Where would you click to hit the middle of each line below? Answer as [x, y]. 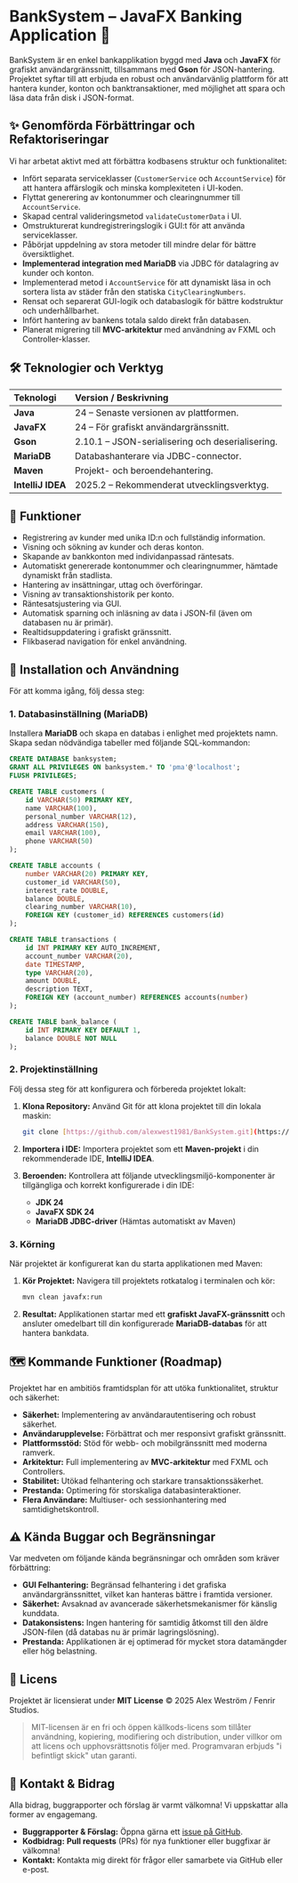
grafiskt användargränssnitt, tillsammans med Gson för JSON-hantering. [142, 69]
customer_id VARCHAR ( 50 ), [73, 882]
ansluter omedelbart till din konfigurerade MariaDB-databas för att [144, 1324]
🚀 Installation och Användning [94, 669]
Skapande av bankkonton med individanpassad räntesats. [128, 557]
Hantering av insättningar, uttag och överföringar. [112, 585]
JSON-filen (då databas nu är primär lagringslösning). [121, 1632]
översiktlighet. [48, 253]
